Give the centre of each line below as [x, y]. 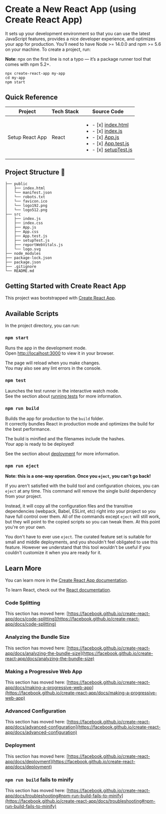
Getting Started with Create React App [66, 286]
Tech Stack [65, 111]
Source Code [108, 111]
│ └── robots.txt [25, 197]
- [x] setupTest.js [112, 149]
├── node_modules [23, 253]
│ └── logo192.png [27, 205]
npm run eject [22, 466]
